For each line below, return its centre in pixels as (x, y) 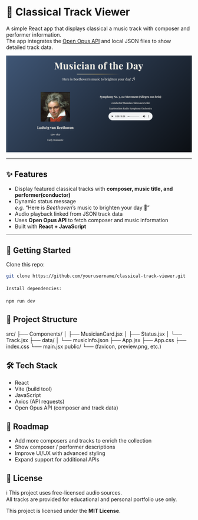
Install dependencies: (34, 289)
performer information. (34, 34)
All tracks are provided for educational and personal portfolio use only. (92, 499)
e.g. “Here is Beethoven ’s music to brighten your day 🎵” (82, 207)
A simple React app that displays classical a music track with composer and (98, 28)
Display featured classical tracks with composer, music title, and (94, 188)
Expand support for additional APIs (57, 460)
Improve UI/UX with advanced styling (60, 453)
